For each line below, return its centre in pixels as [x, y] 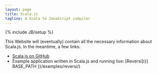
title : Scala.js [21, 14]
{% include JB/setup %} [29, 32]
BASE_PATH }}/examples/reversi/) [46, 66]
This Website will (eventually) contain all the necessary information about [78, 42]
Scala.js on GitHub [31, 56]
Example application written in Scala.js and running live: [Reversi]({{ [80, 61]
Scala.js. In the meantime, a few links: [43, 47]
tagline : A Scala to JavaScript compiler [48, 18]
